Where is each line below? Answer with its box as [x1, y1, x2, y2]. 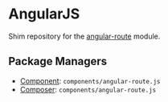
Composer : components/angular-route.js [19, 84, 157, 94]
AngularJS [8, 5, 80, 23]
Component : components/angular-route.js [19, 75, 161, 85]
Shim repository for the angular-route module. [8, 31, 161, 41]
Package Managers [8, 55, 108, 68]
